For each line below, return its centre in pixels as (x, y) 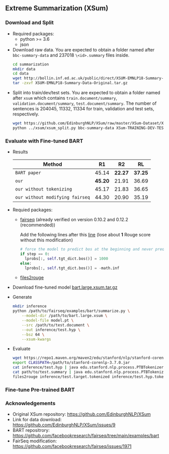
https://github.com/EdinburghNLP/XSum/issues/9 (64, 425)
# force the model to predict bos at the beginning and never (87, 249)
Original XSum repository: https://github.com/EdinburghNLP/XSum (81, 414)
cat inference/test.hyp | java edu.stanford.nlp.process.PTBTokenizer (88, 367)
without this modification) (46, 240)
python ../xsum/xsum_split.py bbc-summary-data (63, 128)
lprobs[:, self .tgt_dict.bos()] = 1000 (66, 258)
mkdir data (24, 69)
